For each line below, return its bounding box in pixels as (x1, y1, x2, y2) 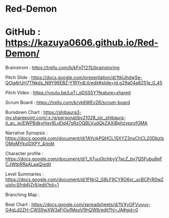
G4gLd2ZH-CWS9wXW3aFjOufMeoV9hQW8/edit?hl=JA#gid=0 (5, 207, 139, 213)
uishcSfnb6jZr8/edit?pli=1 (5, 182, 59, 188)
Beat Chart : (5, 201, 30, 208)
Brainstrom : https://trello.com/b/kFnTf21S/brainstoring (5, 64, 120, 71)
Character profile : (5, 151, 44, 157)
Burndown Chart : (5, 110, 42, 116)
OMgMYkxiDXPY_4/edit (5, 140, 55, 147)
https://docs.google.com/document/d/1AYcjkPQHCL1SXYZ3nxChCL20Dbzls (5, 135, 164, 141)
